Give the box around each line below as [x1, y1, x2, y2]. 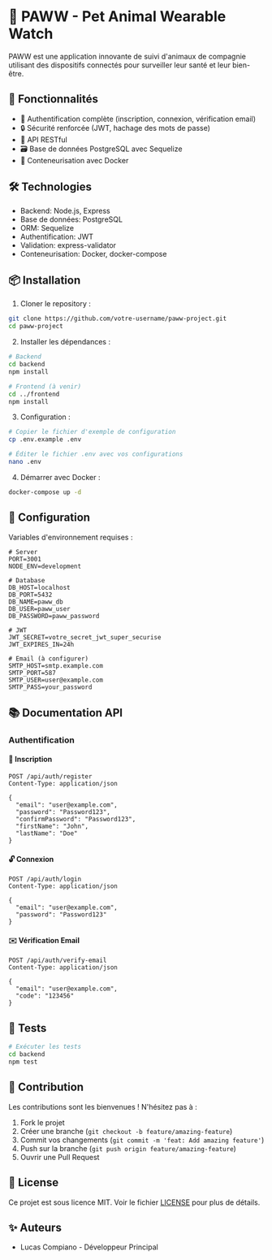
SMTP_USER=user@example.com [8, 676, 104, 684]
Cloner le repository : [19, 299, 92, 309]
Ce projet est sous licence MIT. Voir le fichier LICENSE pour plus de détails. [8, 1197, 261, 1207]
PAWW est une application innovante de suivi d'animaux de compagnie [8, 51, 246, 61]
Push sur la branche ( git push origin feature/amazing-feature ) [19, 1143, 237, 1153]
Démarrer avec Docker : [19, 472, 101, 482]
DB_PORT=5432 [8, 591, 53, 599]
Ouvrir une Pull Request [19, 1152, 100, 1162]
